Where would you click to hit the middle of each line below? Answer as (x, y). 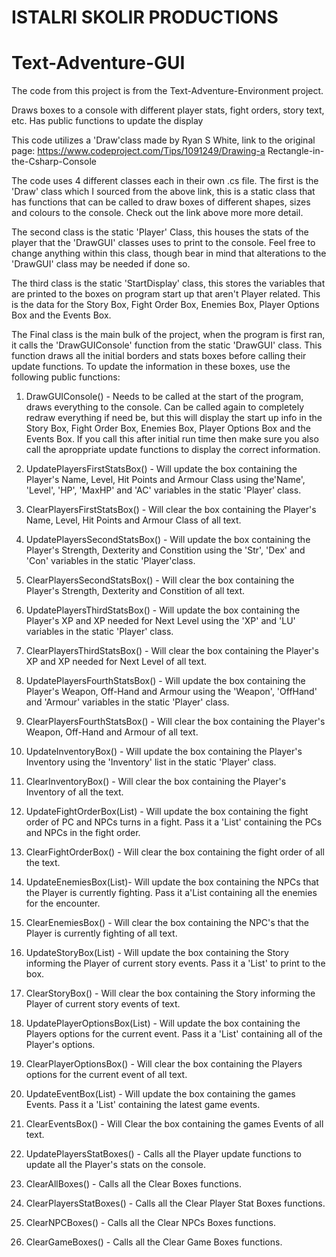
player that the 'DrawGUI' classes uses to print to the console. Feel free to (163, 243)
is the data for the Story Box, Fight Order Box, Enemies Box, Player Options (165, 305)
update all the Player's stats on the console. (115, 1165)
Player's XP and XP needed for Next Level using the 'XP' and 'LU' (160, 621)
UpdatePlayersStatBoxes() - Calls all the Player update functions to (163, 1154)
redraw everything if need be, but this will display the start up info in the (174, 418)
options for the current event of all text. (106, 1075)
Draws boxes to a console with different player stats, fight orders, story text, (168, 110)
